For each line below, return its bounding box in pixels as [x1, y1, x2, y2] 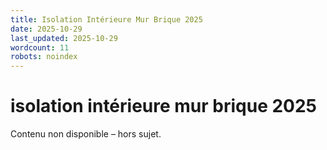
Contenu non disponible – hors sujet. [10, 128, 162, 140]
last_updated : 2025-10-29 [10, 33, 118, 43]
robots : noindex [10, 52, 78, 62]
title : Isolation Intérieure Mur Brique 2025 [10, 14, 203, 25]
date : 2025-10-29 [10, 24, 83, 34]
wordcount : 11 [10, 42, 70, 53]
